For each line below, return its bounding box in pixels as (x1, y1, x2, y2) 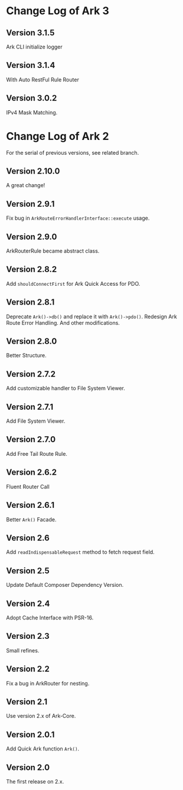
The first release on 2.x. (6, 778, 64, 785)
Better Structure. (6, 352, 47, 359)
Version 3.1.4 (6, 60, 55, 70)
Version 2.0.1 (6, 729, 55, 739)
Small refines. (6, 647, 40, 654)
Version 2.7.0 (6, 435, 56, 445)
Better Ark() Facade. (6, 515, 57, 523)
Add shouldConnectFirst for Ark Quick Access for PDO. (6, 280, 140, 287)
